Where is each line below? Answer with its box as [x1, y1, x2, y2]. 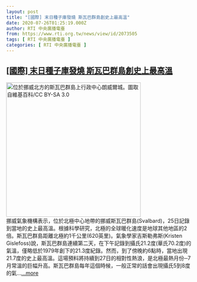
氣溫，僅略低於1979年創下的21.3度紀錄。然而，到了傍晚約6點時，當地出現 [6, 247, 188, 254]
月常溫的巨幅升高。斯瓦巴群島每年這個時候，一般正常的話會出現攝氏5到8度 [6, 262, 190, 269]
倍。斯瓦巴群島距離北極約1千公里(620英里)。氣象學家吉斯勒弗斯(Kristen [6, 232, 183, 239]
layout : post [6, 8, 39, 15]
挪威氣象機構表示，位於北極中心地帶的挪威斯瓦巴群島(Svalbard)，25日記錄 [6, 217, 190, 224]
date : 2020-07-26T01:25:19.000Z [6, 20, 87, 26]
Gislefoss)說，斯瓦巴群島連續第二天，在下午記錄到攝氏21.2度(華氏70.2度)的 [6, 240, 192, 247]
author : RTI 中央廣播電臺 [6, 25, 66, 32]
